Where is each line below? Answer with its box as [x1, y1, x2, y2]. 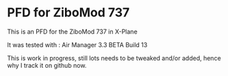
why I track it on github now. [7, 61, 87, 69]
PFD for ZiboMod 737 [7, 5, 130, 21]
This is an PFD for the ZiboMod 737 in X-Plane [7, 27, 138, 36]
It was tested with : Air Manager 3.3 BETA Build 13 [7, 40, 148, 49]
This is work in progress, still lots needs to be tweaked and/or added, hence [7, 53, 221, 62]
